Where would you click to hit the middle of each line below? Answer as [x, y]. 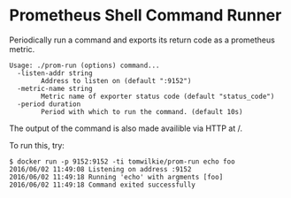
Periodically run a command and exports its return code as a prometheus [142, 40]
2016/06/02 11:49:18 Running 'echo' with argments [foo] [116, 177]
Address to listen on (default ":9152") [116, 80]
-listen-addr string [55, 73]
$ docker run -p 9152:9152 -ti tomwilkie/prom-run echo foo [123, 161]
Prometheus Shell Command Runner [145, 15]
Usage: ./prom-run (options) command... [85, 65]
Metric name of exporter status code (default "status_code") [158, 96]
